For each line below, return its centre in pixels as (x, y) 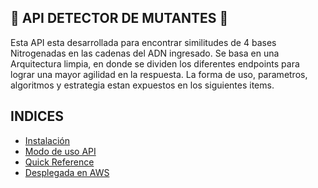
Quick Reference (59, 162)
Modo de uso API (60, 151)
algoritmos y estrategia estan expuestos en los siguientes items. (142, 85)
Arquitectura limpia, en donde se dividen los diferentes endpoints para (155, 63)
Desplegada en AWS (67, 172)
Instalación (47, 140)
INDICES (37, 116)
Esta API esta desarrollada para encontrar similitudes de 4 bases (143, 42)
